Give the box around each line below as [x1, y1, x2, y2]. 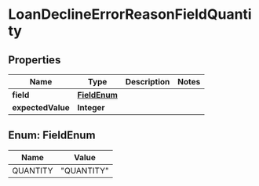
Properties [8, 53, 61, 66]
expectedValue [12, 102, 70, 113]
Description [125, 77, 170, 87]
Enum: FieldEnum [8, 129, 96, 142]
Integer [77, 102, 105, 113]
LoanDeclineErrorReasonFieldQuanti [8, 5, 253, 23]
